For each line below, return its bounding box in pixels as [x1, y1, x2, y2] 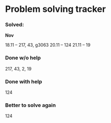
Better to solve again [5, 102, 56, 109]
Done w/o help [5, 55, 41, 61]
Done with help [5, 78, 42, 85]
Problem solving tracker [5, 3, 106, 15]
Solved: [5, 21, 24, 28]
